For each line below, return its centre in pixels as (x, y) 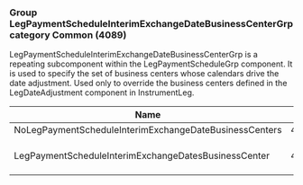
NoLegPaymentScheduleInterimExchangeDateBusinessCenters (148, 130)
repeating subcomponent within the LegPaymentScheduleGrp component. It (151, 64)
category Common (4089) (68, 35)
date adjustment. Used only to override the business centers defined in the (148, 84)
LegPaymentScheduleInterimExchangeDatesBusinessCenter (142, 156)
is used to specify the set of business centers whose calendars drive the (144, 74)
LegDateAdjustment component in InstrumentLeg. (102, 92)
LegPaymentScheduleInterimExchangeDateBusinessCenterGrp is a (134, 55)
